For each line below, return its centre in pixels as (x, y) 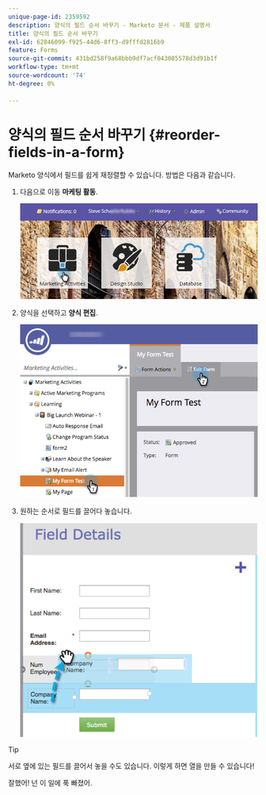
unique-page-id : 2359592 (49, 17)
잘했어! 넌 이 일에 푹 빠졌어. (50, 783)
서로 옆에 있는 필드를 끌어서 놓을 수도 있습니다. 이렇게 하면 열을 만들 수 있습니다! (131, 766)
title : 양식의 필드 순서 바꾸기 (53, 33)
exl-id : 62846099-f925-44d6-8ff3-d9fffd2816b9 (86, 42)
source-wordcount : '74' (47, 75)
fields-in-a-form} (66, 152)
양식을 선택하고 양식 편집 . (59, 313)
